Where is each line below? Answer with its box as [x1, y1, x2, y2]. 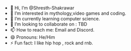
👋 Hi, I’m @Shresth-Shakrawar [10, 5, 75, 11]
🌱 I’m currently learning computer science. [10, 16, 100, 21]
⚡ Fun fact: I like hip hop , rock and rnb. [10, 40, 93, 46]
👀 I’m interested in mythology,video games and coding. [10, 10, 126, 16]
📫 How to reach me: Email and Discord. [10, 27, 95, 33]
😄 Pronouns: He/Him [10, 34, 55, 40]
